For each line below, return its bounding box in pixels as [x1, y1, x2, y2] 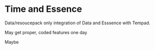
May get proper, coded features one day [4, 29, 87, 35]
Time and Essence [4, 3, 82, 15]
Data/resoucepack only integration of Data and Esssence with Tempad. [4, 20, 151, 26]
